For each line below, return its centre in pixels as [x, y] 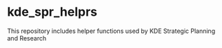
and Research [27, 38]
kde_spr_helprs [52, 12]
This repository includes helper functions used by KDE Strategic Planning [111, 31]
